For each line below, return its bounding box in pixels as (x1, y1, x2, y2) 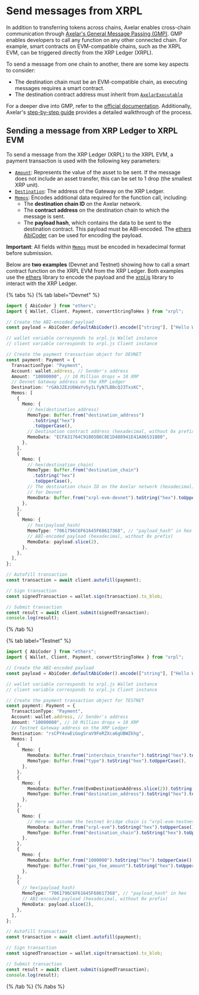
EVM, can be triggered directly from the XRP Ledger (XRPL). (6, 49, 153, 56)
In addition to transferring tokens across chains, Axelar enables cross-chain (6, 24, 191, 31)
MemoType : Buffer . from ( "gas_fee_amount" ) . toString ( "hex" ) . (27, 863, 176, 869)
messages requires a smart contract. (14, 84, 105, 91)
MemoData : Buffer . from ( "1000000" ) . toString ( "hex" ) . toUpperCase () (27, 857, 192, 863)
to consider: (6, 66, 36, 74)
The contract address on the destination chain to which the (23, 206, 170, 213)
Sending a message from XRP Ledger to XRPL (6, 126, 178, 136)
